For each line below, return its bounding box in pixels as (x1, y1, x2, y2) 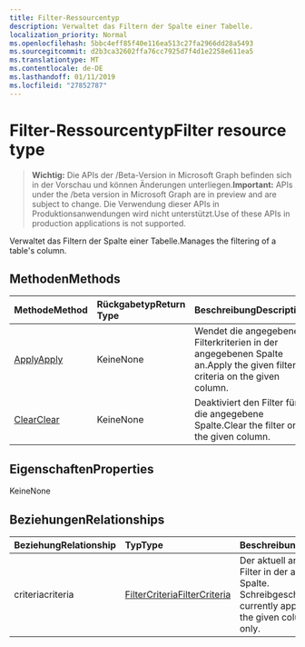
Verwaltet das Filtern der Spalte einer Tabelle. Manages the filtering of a (9, 235, 277, 246)
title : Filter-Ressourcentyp (9, 13, 120, 23)
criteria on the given (193, 370, 280, 383)
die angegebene (193, 408, 264, 421)
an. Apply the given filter (193, 359, 297, 372)
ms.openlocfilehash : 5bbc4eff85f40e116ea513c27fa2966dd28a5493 (9, 38, 254, 48)
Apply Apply (14, 353, 64, 366)
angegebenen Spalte (193, 347, 284, 360)
